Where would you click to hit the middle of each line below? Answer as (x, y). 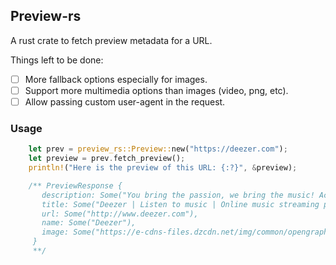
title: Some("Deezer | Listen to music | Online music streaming (180, 204)
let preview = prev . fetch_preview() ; (107, 159)
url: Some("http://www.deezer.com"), (120, 214)
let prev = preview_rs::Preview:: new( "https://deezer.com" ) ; (158, 149)
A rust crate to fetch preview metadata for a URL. (111, 40)
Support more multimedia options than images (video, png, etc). (156, 90)
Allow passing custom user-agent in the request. (125, 101)
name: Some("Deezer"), (89, 223)
